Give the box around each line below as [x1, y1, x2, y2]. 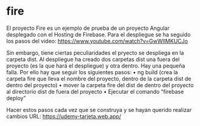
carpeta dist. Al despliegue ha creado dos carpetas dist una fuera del [6, 55, 180, 63]
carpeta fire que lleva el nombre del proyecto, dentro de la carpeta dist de [6, 75, 191, 82]
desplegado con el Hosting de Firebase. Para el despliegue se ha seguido [6, 30, 191, 38]
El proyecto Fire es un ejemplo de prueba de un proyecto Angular [6, 24, 170, 32]
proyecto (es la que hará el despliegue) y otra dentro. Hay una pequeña [6, 62, 185, 69]
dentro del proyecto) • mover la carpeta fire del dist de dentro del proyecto [6, 81, 194, 89]
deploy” [6, 94, 26, 102]
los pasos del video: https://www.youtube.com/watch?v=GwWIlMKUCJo [6, 37, 188, 44]
